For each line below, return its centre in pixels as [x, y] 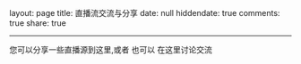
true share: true [38, 23]
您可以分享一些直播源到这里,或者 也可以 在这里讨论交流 [111, 50]
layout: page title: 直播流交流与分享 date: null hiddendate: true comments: [145, 13]
